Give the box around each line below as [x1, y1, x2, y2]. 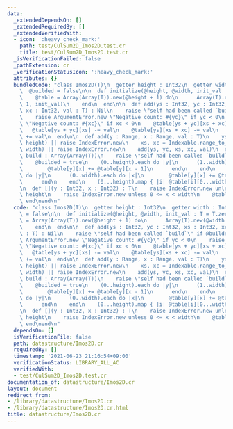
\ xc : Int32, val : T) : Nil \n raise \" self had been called [19, 107, 213, 114]
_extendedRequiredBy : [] [13, 23, 85, 30]
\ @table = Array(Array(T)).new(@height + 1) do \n [19, 95, 178, 102]
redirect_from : [7, 391, 51, 398]
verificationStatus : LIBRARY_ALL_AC [13, 359, 119, 366]
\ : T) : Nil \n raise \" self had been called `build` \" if [19, 230, 203, 237]
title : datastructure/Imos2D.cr [7, 411, 101, 418]
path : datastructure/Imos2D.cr [13, 340, 104, 347]
